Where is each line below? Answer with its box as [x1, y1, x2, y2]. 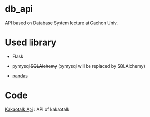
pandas [12, 73, 28, 78]
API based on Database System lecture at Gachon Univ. [5, 20, 118, 26]
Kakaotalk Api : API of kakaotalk [5, 106, 70, 112]
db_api [5, 3, 33, 15]
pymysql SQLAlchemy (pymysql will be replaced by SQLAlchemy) [12, 63, 145, 69]
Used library [5, 37, 57, 48]
